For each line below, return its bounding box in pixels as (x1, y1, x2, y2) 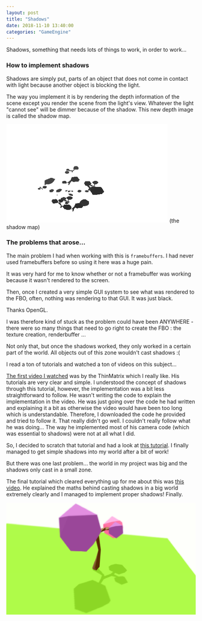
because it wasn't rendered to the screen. (6, 276, 110, 283)
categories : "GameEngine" (6, 29, 71, 35)
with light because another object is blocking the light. (6, 81, 141, 89)
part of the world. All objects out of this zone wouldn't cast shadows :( (6, 348, 180, 356)
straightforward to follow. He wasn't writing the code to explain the (6, 391, 171, 399)
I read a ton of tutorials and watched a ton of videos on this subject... (6, 361, 177, 368)
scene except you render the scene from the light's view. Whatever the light (6, 99, 194, 107)
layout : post (6, 10, 39, 16)
